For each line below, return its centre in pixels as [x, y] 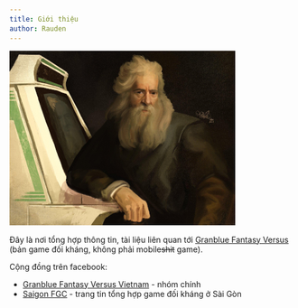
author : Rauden [38, 28]
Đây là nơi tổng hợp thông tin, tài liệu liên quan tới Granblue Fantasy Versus [149, 239]
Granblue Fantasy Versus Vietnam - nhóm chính [112, 284]
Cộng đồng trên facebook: [59, 266]
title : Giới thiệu [44, 19]
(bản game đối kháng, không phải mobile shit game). [106, 249]
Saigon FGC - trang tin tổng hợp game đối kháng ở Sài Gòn [132, 294]
